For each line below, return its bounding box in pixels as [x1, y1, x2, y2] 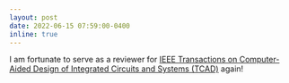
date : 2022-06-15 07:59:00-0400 [9, 21, 130, 30]
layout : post [9, 12, 58, 22]
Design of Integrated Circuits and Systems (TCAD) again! [32, 63, 244, 74]
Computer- [239, 54, 280, 65]
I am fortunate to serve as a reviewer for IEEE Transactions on [9, 54, 238, 65]
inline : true [9, 29, 58, 38]
